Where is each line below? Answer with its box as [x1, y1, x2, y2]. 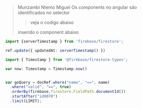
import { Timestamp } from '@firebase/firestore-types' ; [5, 57, 128, 62]
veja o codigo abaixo [30, 20, 74, 25]
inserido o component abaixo [17, 29, 79, 35]
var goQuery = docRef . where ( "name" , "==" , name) [5, 80, 110, 85]
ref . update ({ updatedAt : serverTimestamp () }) [5, 48, 105, 53]
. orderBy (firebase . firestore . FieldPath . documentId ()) [10, 89, 126, 94]
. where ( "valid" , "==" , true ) [10, 84, 72, 90]
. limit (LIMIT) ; [10, 98, 42, 103]
